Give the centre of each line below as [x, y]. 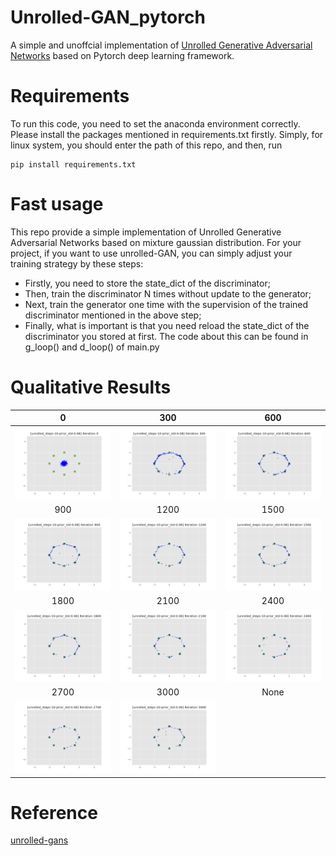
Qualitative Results [91, 387]
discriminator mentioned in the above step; [113, 315]
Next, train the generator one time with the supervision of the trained [166, 304]
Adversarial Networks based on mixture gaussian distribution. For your [156, 242]
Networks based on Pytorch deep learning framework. [122, 55]
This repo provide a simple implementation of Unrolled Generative [146, 232]
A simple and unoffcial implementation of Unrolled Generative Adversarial [161, 45]
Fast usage [57, 204]
